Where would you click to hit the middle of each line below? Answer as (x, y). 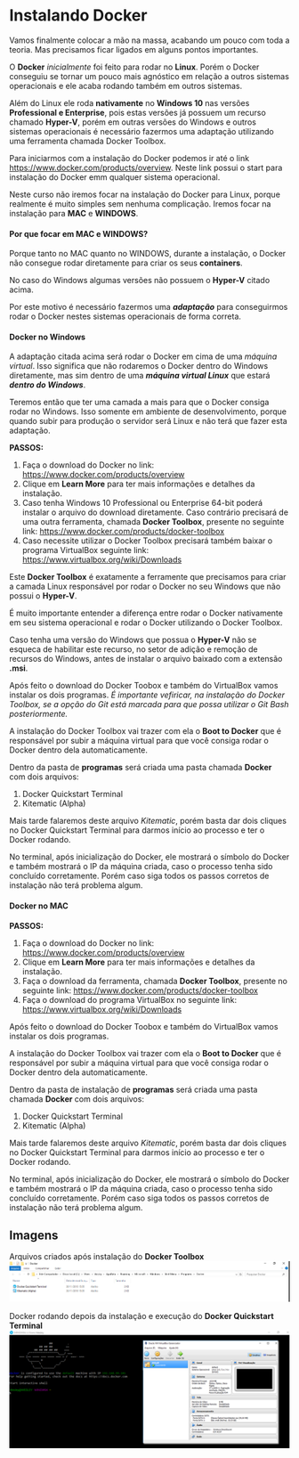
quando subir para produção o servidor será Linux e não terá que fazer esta (148, 421)
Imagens (34, 1235)
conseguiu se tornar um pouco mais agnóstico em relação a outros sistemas (149, 76)
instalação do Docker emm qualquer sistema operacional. (115, 177)
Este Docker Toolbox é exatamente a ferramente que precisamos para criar (148, 577)
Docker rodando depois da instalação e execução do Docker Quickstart (141, 1315)
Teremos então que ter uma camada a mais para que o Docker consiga (139, 403)
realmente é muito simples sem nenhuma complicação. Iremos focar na (140, 204)
